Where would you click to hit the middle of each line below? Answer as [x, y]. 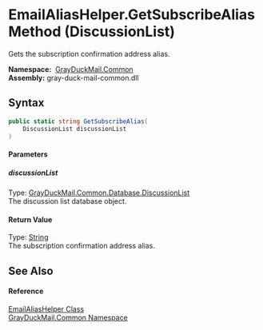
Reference [26, 291]
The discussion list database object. [68, 201]
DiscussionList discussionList [75, 129]
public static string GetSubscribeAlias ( [78, 121]
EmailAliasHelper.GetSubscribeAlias [132, 15]
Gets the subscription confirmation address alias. [89, 54]
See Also [31, 270]
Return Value [30, 219]
